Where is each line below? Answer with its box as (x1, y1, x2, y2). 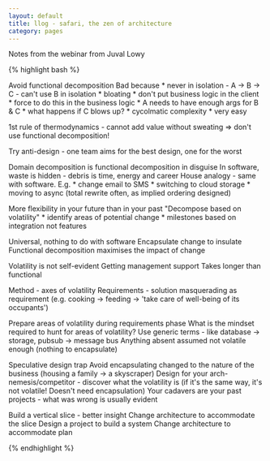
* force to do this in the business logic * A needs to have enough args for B (8, 98, 259, 108)
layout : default (8, 11, 63, 20)
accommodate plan (8, 428, 73, 437)
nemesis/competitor (8, 377, 75, 387)
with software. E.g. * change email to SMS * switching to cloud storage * (8, 179, 251, 189)
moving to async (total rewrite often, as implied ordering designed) (8, 188, 231, 198)
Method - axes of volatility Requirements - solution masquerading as (8, 286, 238, 295)
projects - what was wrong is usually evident (8, 394, 158, 404)
